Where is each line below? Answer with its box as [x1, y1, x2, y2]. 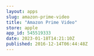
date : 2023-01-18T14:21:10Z [6, 36, 75, 41]
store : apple [6, 24, 38, 31]
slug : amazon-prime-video [6, 14, 69, 20]
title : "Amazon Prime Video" [6, 19, 78, 25]
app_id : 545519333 [6, 30, 51, 36]
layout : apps [6, 8, 38, 15]
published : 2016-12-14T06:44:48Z [6, 41, 88, 47]
